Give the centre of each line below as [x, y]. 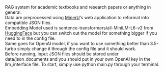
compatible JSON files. [28, 23]
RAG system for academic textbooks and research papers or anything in [78, 7]
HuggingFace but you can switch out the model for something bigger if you [81, 33]
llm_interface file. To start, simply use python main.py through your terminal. [82, 64]
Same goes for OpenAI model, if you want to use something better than [77, 43]
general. [14, 12]
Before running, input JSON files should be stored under [62, 54]
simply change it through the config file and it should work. [77, 49]
